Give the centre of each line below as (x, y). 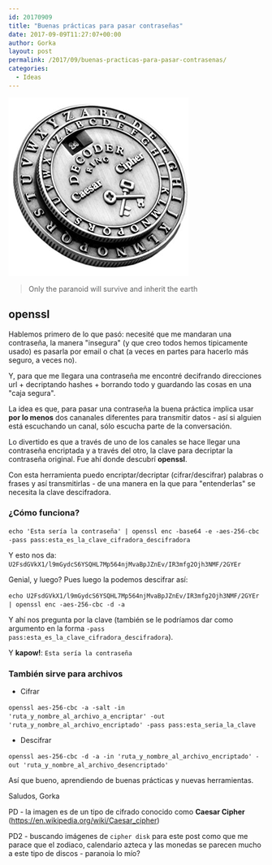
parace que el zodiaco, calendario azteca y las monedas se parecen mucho (135, 845)
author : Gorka (32, 43)
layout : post (30, 52)
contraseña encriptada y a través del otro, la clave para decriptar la (121, 450)
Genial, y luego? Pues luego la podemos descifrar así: (98, 579)
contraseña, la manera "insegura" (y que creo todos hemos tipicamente (128, 342)
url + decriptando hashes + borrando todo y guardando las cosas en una (130, 384)
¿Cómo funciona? (44, 513)
